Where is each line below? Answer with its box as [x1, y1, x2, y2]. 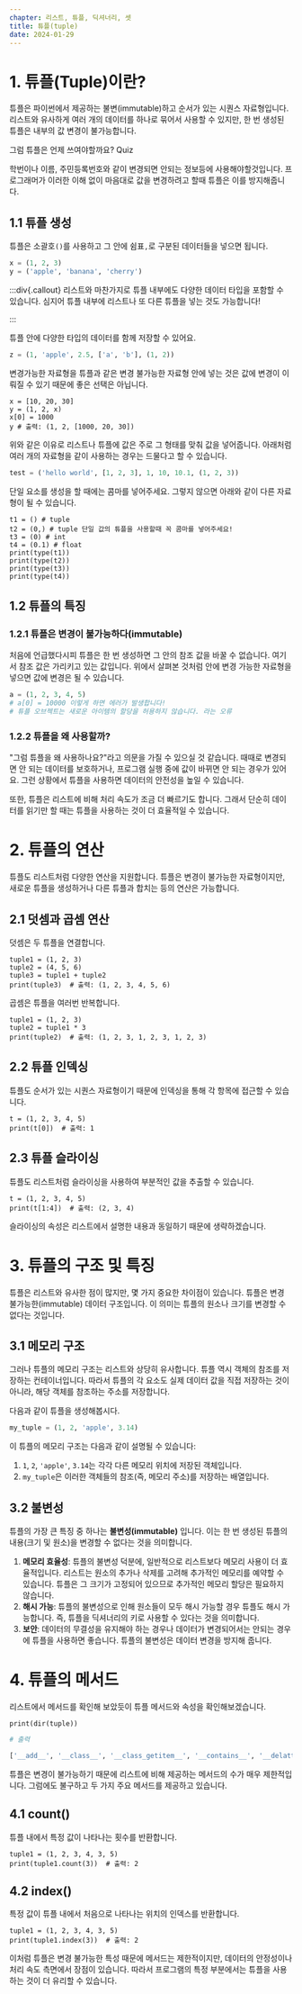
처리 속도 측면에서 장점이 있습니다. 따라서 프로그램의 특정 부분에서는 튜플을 [9, 1964, 271, 1975]
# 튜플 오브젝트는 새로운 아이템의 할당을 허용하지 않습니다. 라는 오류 [9, 708, 232, 717]
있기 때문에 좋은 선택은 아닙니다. [35, 379, 148, 390]
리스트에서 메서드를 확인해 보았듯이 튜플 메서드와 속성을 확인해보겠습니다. [9, 1701, 267, 1711]
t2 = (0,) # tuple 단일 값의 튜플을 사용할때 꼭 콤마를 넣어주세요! [9, 524, 234, 534]
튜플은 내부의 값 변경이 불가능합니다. [9, 125, 137, 136]
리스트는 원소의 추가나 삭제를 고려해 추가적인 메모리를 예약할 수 [63, 1567, 285, 1578]
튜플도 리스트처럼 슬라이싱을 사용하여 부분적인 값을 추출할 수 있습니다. [9, 1176, 254, 1186]
